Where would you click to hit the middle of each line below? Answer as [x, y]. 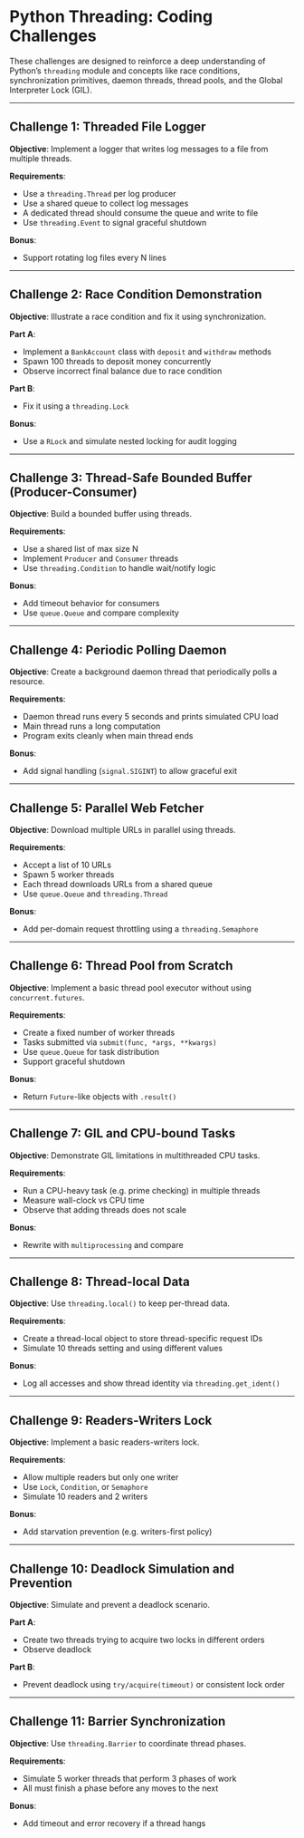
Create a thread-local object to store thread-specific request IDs [142, 1339]
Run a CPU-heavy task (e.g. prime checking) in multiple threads [141, 1190]
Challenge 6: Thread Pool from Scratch [121, 966]
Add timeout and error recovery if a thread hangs [114, 1823]
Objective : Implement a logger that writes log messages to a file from [139, 149]
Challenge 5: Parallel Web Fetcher [107, 808]
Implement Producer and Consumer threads [100, 558]
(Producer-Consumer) [73, 492]
